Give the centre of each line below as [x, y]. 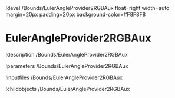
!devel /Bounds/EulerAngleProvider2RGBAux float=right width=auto [87, 8]
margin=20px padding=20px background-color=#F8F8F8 [76, 14]
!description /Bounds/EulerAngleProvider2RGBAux [67, 54]
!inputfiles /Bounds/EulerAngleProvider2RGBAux [64, 77]
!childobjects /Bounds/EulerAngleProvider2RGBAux [68, 89]
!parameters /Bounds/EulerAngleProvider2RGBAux [67, 66]
